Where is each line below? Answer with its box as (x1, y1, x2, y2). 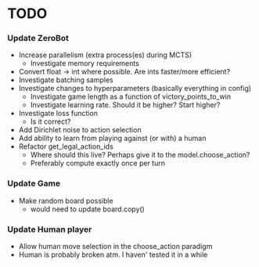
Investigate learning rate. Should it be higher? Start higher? (30, 100, 221, 110)
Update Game (7, 178, 60, 189)
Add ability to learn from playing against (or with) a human (18, 134, 207, 143)
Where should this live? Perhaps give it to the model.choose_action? (30, 150, 250, 160)
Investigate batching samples (18, 75, 114, 85)
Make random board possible (18, 196, 114, 205)
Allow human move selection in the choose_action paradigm (18, 242, 213, 251)
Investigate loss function (18, 109, 99, 118)
